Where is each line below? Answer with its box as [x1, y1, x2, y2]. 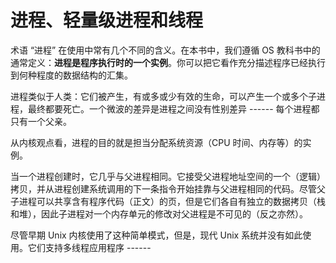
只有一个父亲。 [10, 115, 72, 127]
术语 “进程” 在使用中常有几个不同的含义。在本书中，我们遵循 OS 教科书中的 [10, 44, 321, 56]
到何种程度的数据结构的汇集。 [10, 69, 133, 81]
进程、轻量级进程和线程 [10, 9, 204, 32]
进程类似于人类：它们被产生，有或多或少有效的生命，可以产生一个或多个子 [10, 90, 317, 102]
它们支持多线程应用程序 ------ [27, 241, 152, 253]
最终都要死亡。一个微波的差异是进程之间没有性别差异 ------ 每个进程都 [27, 102, 320, 115]
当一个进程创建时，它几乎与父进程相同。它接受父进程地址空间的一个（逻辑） [10, 170, 326, 182]
